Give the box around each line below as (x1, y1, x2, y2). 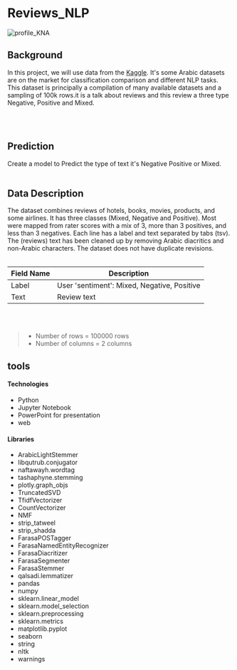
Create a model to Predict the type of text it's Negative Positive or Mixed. (7, 159, 222, 168)
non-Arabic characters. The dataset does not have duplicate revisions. (7, 244, 214, 253)
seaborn (17, 632, 43, 641)
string (17, 639, 36, 649)
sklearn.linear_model (17, 595, 80, 603)
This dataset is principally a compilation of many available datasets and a (7, 83, 222, 92)
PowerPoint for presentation (17, 411, 101, 419)
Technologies (7, 380, 49, 389)
